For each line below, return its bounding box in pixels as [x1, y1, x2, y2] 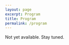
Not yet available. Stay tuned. [5, 34, 65, 40]
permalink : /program [5, 21, 47, 26]
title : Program [5, 16, 36, 21]
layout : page [5, 7, 32, 12]
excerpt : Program [5, 12, 41, 17]
